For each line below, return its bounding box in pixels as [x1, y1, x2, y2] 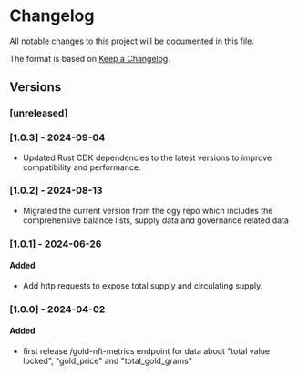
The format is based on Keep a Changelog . [9, 53, 170, 64]
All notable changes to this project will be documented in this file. [9, 35, 255, 46]
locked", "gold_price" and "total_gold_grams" [22, 356, 193, 367]
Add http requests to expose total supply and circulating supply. [22, 279, 263, 291]
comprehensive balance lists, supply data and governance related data [22, 215, 290, 226]
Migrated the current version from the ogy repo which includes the [22, 205, 273, 216]
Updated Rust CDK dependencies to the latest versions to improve [22, 152, 272, 163]
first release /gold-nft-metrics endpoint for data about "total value [22, 346, 271, 357]
